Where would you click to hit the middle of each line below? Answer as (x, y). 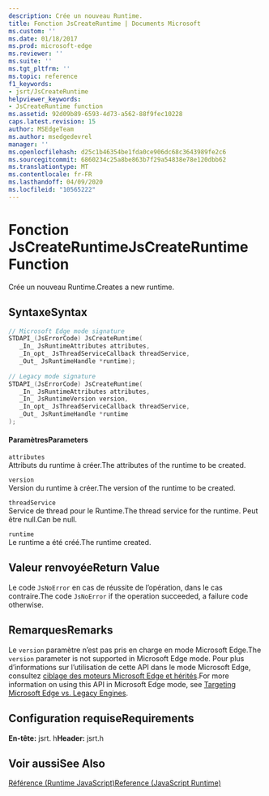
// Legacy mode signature (52, 376)
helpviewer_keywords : (45, 99)
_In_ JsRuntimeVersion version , (74, 399)
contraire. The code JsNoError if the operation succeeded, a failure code (128, 596)
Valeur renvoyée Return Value (84, 568)
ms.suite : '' (30, 62)
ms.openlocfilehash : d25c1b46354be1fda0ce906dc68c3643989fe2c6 (117, 152)
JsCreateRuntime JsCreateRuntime (128, 247)
